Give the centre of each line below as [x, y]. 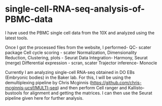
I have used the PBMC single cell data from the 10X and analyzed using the [80, 33]
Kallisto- [136, 88]
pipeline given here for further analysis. [44, 98]
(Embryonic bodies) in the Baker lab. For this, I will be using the [68, 77]
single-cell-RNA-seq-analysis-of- [75, 9]
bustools [14, 93]
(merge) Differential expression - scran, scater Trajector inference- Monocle [81, 63]
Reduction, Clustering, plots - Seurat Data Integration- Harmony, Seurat [76, 57]
